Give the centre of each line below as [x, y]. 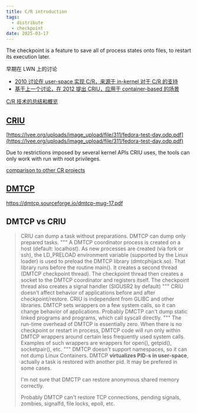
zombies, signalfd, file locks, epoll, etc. [68, 404]
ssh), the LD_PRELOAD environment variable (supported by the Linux [104, 254]
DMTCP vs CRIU [36, 222]
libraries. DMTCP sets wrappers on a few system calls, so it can [98, 305]
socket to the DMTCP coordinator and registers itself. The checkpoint [105, 280]
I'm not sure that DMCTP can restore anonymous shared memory [100, 379]
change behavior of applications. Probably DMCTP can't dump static [104, 311]
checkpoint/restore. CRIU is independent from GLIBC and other [97, 299]
